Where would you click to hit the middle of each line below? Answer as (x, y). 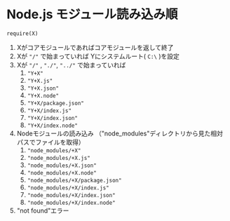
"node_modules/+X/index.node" (72, 203)
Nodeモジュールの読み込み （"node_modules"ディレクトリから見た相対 (120, 133)
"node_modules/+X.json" (62, 166)
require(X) (22, 33)
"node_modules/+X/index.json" (72, 195)
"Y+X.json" (43, 88)
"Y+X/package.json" (56, 103)
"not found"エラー (43, 210)
